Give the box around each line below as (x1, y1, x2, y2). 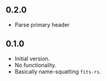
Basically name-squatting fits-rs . (14, 68, 101, 75)
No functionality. (14, 61, 56, 69)
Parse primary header (14, 21, 70, 28)
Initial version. (14, 55, 50, 62)
